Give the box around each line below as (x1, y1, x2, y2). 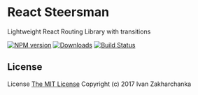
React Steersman (7, 4, 110, 20)
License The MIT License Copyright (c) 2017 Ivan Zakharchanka (7, 80, 192, 88)
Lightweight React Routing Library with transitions (7, 27, 151, 36)
